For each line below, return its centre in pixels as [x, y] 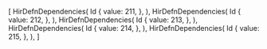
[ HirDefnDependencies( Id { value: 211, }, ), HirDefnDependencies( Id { [125, 11]
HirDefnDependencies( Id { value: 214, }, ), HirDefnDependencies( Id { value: [134, 28]
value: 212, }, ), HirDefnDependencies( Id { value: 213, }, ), [103, 20]
